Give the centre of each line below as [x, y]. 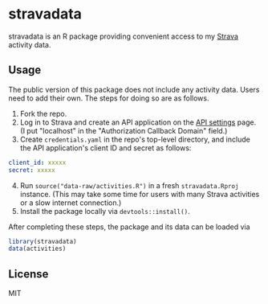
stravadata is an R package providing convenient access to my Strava [124, 36]
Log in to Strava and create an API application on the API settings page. [138, 122]
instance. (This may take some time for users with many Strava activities [140, 194]
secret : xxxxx [32, 170]
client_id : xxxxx [37, 162]
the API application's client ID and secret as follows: [106, 148]
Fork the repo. [43, 113]
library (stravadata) [43, 241]
